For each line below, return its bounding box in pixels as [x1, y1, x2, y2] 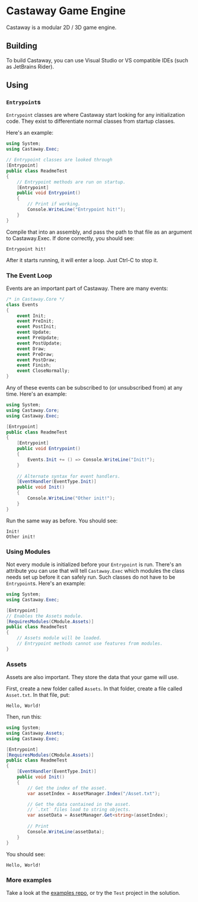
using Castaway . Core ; [6, 407, 60, 413]
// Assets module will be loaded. [17, 635, 102, 641]
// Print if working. [27, 201, 81, 207]
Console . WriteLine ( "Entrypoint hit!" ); [27, 206, 126, 213]
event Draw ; [17, 346, 46, 352]
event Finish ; [17, 362, 52, 368]
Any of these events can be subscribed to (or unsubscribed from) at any [6, 384, 183, 391]
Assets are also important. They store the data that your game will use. [6, 674, 179, 681]
